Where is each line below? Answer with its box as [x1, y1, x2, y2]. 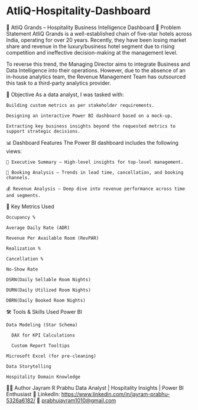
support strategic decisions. [6, 128, 81, 134]
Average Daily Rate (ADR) [6, 224, 70, 231]
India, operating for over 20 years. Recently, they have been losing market [6, 36, 187, 43]
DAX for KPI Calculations [11, 332, 76, 338]
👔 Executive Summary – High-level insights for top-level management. [6, 159, 184, 165]
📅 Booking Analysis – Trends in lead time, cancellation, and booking [6, 169, 184, 176]
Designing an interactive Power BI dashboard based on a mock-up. [6, 113, 173, 119]
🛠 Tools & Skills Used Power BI [6, 308, 83, 315]
